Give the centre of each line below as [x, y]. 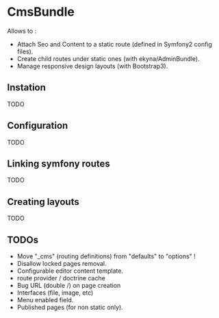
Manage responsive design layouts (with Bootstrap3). [92, 66]
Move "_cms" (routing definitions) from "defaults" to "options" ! [106, 256]
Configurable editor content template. [70, 271]
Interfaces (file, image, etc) [55, 293]
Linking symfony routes [59, 163]
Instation [27, 87]
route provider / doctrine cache [61, 278]
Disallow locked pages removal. [62, 264]
